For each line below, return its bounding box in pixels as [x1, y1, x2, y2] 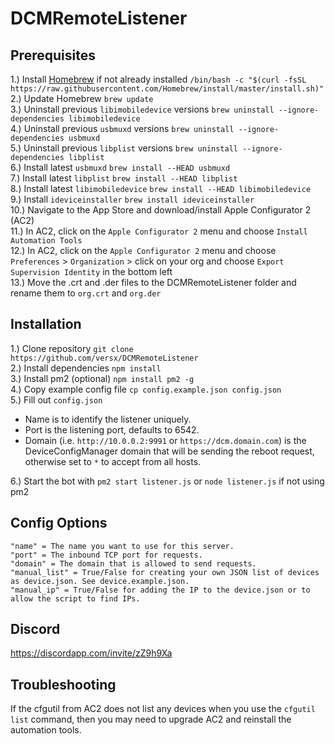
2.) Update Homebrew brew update [10, 93, 154, 104]
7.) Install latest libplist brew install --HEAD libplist [10, 172, 238, 184]
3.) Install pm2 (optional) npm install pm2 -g [10, 372, 195, 384]
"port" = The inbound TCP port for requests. [10, 550, 203, 560]
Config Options [10, 515, 108, 532]
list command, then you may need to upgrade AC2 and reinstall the [10, 713, 292, 726]
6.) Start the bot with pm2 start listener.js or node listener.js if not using [10, 475, 325, 487]
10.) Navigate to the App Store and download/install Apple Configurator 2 [10, 204, 312, 216]
